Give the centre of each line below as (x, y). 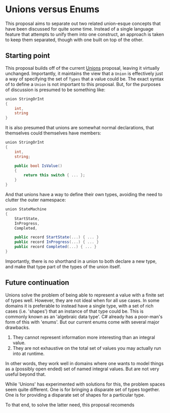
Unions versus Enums (52, 9)
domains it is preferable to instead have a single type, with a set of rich (79, 306)
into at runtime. (29, 353)
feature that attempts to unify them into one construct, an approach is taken (85, 34)
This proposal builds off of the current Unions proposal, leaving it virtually (82, 68)
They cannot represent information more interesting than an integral (84, 337)
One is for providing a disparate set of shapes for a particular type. (75, 395)
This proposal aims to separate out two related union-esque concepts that (83, 23)
